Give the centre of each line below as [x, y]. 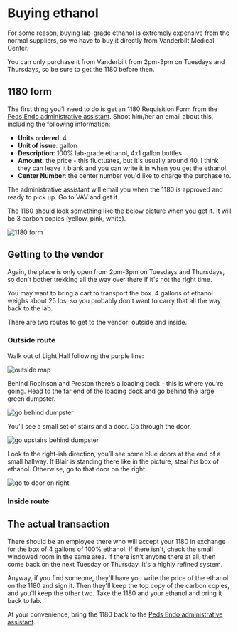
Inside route [28, 501]
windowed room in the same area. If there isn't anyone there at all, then [112, 556]
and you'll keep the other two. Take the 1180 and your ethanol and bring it [115, 593]
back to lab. [25, 600]
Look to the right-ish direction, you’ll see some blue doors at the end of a [114, 454]
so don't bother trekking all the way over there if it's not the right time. [110, 279]
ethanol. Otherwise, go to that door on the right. [77, 469]
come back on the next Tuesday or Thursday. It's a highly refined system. [115, 564]
